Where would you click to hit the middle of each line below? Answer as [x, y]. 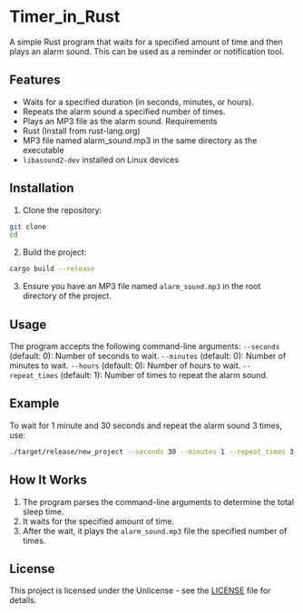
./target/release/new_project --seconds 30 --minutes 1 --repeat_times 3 [152, 452]
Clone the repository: [62, 209]
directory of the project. [67, 296]
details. [23, 600]
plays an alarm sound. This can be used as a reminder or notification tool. [147, 51]
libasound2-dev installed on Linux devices [101, 160]
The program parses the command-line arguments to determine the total [158, 501]
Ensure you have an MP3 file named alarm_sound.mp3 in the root [142, 287]
